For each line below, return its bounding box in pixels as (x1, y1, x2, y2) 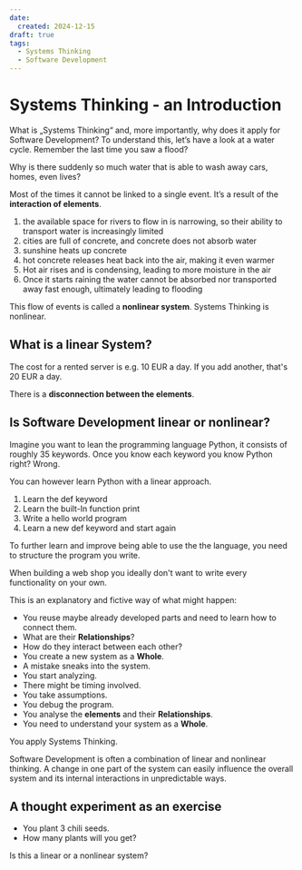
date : (9, 13, 30, 23)
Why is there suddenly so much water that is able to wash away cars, (9, 161, 268, 173)
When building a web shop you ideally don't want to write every (9, 567, 248, 578)
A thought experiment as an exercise (9, 798, 222, 814)
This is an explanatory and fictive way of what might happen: (9, 594, 238, 605)
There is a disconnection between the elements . (9, 388, 195, 400)
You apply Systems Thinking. (9, 736, 118, 746)
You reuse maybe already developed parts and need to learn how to (22, 612, 277, 623)
